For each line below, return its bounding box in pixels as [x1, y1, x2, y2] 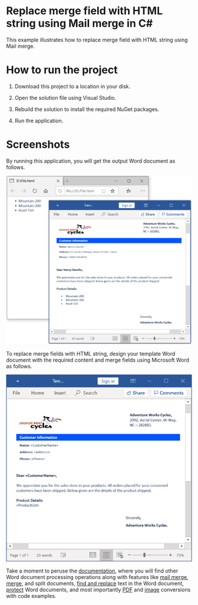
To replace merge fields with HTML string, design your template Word [6, 350, 176, 357]
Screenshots [6, 138, 70, 151]
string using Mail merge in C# [6, 17, 153, 30]
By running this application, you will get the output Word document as [6, 157, 176, 164]
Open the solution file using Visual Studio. [14, 94, 117, 101]
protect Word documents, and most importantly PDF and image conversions [6, 586, 191, 593]
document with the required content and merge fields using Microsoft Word [6, 356, 190, 364]
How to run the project [6, 63, 118, 77]
